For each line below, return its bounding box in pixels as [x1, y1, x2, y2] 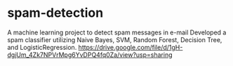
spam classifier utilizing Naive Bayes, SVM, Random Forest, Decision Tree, [7, 35, 222, 44]
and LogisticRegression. [7, 43, 77, 51]
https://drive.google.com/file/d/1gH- [78, 43, 183, 51]
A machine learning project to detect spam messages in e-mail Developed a [7, 28, 227, 37]
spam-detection [7, 5, 104, 21]
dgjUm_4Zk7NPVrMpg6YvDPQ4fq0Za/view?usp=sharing [7, 51, 173, 59]
